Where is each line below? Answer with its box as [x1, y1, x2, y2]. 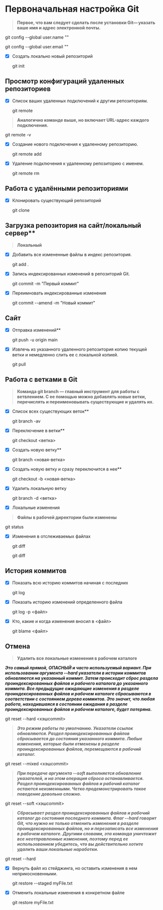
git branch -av [12, 418, 41, 424]
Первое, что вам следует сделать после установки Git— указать [17, 20, 156, 25]
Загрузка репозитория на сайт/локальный [5, 222, 142, 230]
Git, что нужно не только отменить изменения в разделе [17, 820, 139, 826]
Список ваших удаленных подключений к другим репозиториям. [12, 98, 148, 104]
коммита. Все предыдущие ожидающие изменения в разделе [5, 686, 140, 691]
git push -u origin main [12, 336, 58, 343]
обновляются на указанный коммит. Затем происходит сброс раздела [5, 675, 158, 681]
